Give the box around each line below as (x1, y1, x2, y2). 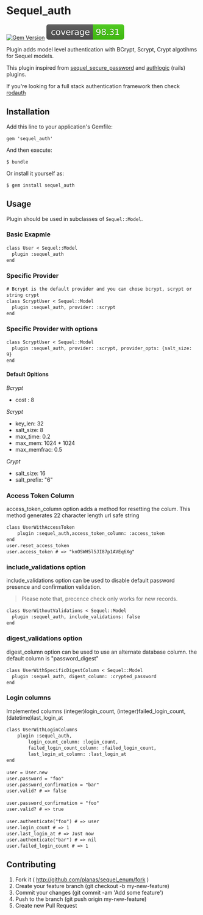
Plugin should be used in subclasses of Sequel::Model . (6, 215, 143, 222)
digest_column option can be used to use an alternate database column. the (6, 648, 197, 655)
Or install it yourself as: (6, 170, 64, 177)
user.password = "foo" (6, 775, 64, 782)
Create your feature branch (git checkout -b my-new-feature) (15, 882, 169, 889)
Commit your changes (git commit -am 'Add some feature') (15, 889, 163, 896)
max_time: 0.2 (15, 433, 51, 440)
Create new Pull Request (15, 902, 77, 909)
